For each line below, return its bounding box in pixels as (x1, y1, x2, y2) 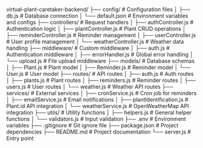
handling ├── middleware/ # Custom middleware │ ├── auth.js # (6, 44, 170, 52)
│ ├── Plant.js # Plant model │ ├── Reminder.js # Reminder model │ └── (6, 64, 191, 71)
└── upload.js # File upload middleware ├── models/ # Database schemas (6, 58, 195, 64)
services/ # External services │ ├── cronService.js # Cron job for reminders (6, 90, 197, 96)
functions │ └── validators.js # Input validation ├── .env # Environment (6, 115, 187, 123)
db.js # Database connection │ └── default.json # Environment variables (6, 12, 189, 19)
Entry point (6, 135, 34, 142)
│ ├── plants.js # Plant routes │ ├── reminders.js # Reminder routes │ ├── (6, 76, 196, 84)
